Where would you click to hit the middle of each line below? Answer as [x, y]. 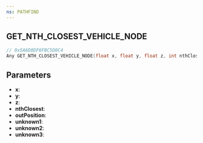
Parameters [29, 75]
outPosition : [31, 115]
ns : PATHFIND [23, 12]
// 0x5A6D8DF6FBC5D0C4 [35, 50]
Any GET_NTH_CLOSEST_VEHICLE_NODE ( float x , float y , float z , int [92, 56]
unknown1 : [29, 121]
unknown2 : [29, 128]
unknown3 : [30, 135]
